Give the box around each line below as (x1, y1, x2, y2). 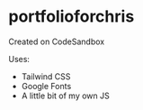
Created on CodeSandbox (8, 36, 105, 47)
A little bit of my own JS (21, 90, 110, 101)
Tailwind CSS (21, 70, 71, 82)
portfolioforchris (8, 6, 135, 27)
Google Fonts (21, 80, 72, 91)
